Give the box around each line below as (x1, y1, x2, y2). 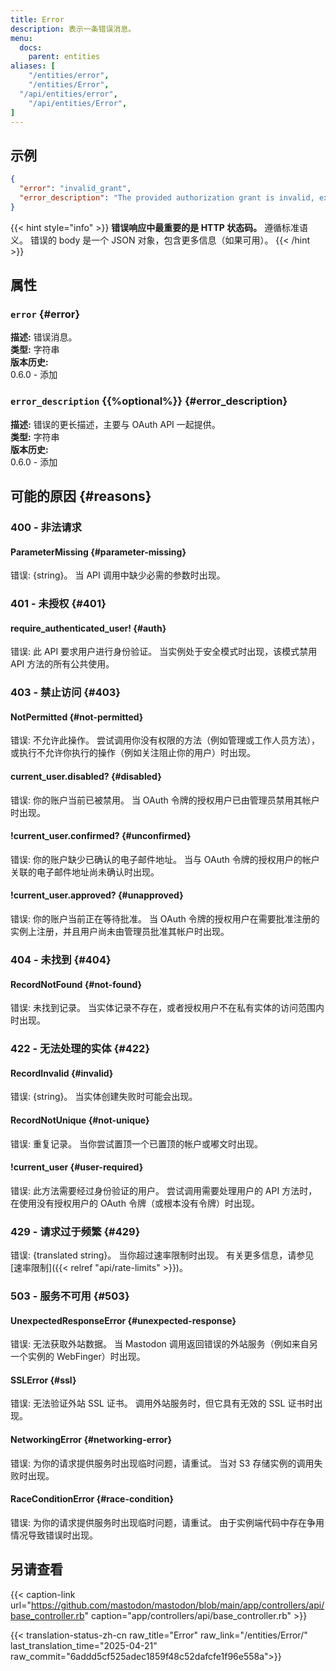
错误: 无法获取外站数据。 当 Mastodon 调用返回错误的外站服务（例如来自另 (10, 1338, 318, 1350)
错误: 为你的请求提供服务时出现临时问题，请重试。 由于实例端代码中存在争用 (10, 1516, 325, 1528)
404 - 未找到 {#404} (10, 952, 112, 966)
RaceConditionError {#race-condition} (10, 1493, 174, 1505)
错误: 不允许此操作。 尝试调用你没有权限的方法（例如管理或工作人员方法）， (10, 734, 320, 746)
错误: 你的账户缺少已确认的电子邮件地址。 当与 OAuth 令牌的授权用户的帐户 (10, 853, 320, 865)
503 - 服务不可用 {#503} (10, 1289, 130, 1303)
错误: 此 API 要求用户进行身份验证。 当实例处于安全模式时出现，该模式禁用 (10, 646, 318, 658)
